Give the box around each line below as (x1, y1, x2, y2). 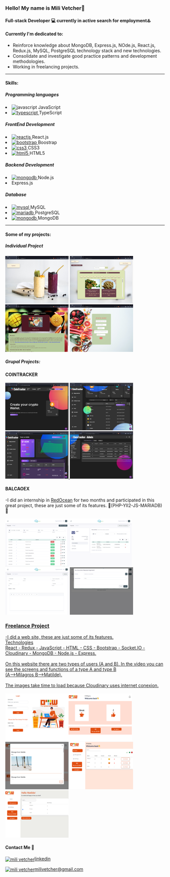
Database (5, 191, 27, 197)
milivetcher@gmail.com (34, 866, 83, 872)
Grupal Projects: (5, 359, 40, 365)
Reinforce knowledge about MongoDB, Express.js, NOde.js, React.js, (12, 42, 156, 48)
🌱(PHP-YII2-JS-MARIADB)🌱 (108, 502, 162, 508)
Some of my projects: (5, 231, 52, 237)
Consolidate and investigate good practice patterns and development (12, 53, 157, 59)
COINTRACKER (5, 371, 38, 378)
